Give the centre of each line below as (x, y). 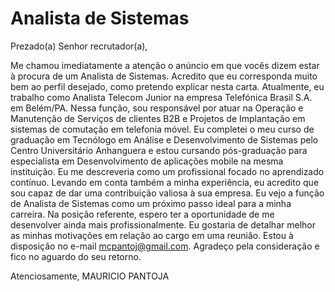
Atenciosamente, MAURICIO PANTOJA (90, 276)
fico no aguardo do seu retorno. (76, 256)
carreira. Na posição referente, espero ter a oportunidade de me (142, 214)
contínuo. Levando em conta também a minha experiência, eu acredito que (165, 182)
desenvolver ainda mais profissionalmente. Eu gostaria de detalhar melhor (163, 224)
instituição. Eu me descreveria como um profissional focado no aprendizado (167, 171)
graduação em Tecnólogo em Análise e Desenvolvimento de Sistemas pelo (164, 139)
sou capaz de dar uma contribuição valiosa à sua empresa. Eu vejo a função (167, 193)
